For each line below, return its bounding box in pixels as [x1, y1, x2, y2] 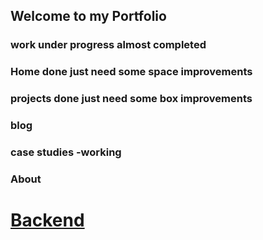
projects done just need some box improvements [10, 92, 253, 106]
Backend [10, 209, 85, 232]
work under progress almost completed [10, 38, 207, 52]
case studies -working [10, 145, 122, 159]
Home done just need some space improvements [10, 65, 253, 79]
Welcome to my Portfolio [10, 8, 167, 25]
